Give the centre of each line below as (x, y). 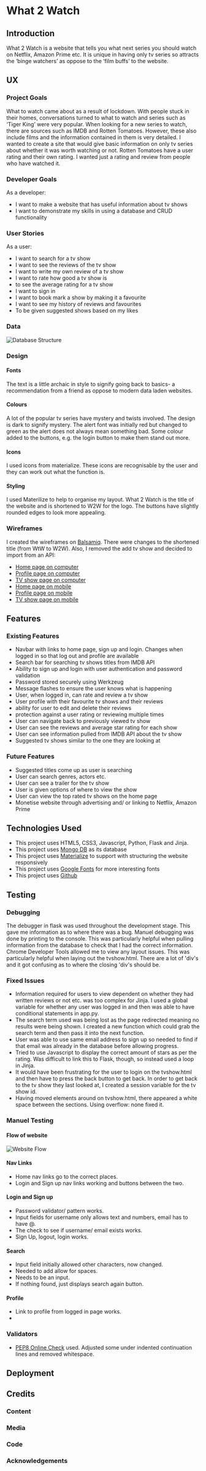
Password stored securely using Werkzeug (69, 682)
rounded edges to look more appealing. (56, 513)
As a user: (19, 246)
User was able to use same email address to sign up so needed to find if (106, 1039)
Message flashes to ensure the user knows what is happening (93, 689)
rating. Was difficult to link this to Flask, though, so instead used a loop (105, 1059)
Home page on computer (47, 567)
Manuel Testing (30, 1121)
